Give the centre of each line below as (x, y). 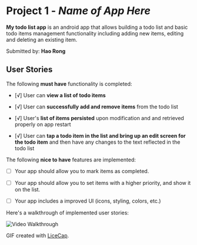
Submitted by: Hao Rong (36, 51)
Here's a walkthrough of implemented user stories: (68, 213)
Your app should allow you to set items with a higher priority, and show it (103, 183)
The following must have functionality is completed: (69, 84)
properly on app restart (43, 124)
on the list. (27, 189)
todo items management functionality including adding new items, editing (95, 33)
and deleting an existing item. (42, 39)
